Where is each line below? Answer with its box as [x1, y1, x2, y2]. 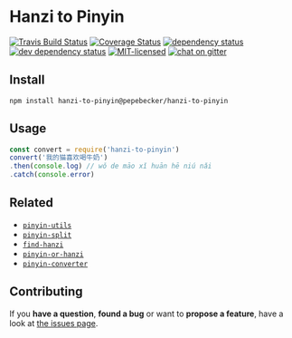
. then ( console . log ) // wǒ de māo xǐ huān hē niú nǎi [9, 161, 212, 171]
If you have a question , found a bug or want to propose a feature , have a [9, 308, 284, 319]
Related [9, 195, 54, 210]
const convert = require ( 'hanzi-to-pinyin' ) [9, 145, 180, 154]
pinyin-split [22, 230, 72, 239]
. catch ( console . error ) [9, 170, 95, 179]
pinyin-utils [22, 220, 72, 230]
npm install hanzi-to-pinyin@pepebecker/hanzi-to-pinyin [9, 96, 229, 105]
